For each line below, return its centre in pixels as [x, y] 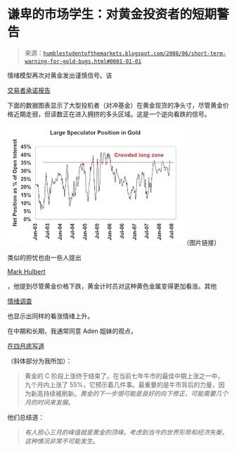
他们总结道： [26, 417]
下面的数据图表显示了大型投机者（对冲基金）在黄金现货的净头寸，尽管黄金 [115, 105]
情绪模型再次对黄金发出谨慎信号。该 [60, 75]
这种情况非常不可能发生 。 [62, 441]
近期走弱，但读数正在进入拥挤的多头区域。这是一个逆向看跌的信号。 [112, 114]
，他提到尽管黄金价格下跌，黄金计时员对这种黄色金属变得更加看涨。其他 [112, 286]
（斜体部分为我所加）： [40, 360]
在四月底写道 [26, 346]
